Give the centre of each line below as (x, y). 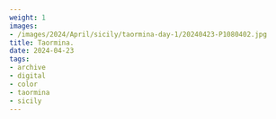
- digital (28, 76)
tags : (19, 59)
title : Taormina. (42, 42)
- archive (28, 68)
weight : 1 (28, 17)
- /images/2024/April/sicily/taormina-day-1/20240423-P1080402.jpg (138, 34)
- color (24, 84)
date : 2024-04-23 (42, 51)
